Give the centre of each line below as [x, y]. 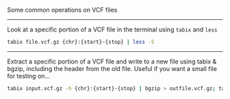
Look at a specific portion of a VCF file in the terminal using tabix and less [112, 29]
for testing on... [28, 76]
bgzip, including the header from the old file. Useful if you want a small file [112, 68]
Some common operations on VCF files [62, 10]
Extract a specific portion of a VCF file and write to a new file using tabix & [112, 61]
